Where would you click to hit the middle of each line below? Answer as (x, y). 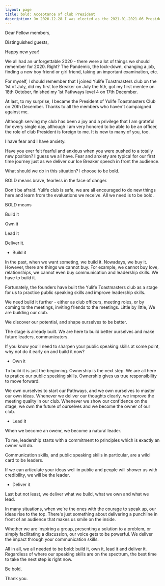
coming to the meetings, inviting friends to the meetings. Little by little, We (80, 307)
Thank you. (16, 579)
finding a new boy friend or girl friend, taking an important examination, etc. (82, 72)
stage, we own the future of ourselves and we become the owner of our (78, 406)
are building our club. (27, 313)
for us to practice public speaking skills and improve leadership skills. (75, 293)
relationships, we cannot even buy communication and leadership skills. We (82, 273)
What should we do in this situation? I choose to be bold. (62, 171)
